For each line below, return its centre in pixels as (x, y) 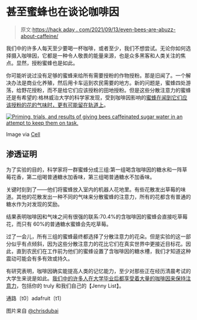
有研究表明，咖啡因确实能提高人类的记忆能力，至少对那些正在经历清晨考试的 (98, 271)
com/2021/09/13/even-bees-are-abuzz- (127, 29)
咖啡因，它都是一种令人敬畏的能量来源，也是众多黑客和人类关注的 (101, 55)
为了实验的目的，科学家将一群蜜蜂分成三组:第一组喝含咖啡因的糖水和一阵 (94, 169)
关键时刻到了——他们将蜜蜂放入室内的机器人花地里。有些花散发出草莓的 (93, 189)
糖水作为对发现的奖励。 (34, 204)
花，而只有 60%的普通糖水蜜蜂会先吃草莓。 (59, 224)
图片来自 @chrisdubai (32, 311)
